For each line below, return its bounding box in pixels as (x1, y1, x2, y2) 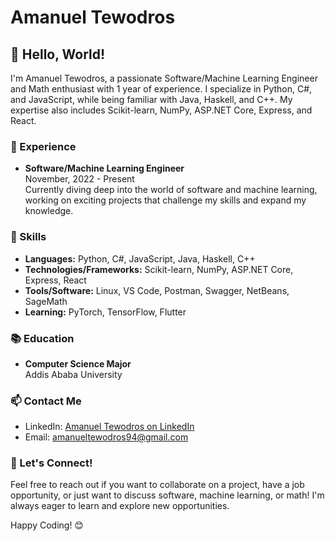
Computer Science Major (24, 357, 132, 370)
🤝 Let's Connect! (10, 456, 93, 470)
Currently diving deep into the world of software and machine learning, (24, 184, 318, 196)
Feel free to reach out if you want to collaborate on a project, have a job (10, 479, 305, 491)
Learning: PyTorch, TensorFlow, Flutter (24, 306, 187, 318)
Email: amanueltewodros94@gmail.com (24, 431, 189, 443)
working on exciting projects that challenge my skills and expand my (24, 194, 307, 206)
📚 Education (10, 331, 75, 345)
